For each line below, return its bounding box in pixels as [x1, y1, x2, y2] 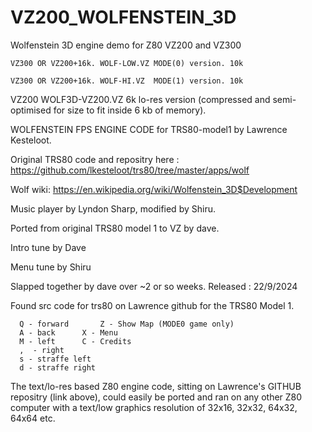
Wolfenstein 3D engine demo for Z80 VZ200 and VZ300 [10, 39, 242, 51]
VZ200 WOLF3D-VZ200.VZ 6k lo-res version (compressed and [10, 93, 271, 105]
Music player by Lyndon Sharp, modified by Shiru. [10, 202, 216, 215]
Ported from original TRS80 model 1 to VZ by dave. [10, 222, 220, 234]
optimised [10, 104, 52, 116]
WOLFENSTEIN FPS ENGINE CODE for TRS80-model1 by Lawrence [10, 123, 288, 135]
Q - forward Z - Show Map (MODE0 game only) [19, 319, 235, 329]
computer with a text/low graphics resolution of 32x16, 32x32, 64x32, [10, 401, 298, 413]
